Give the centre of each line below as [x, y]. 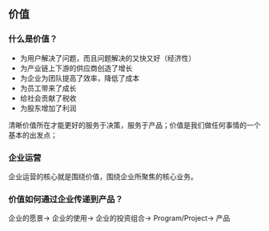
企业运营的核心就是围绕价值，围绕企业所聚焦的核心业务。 [103, 176]
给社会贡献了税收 [48, 98]
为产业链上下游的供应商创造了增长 [76, 68]
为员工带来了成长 [48, 88]
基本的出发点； [33, 135]
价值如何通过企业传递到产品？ [66, 199]
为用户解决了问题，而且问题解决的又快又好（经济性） [108, 58]
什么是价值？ [33, 39]
